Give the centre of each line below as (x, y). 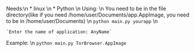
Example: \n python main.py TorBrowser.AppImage (66, 43)
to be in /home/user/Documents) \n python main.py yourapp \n (82, 21)
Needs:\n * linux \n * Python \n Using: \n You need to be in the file (86, 9)
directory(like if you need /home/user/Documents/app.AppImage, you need (98, 15)
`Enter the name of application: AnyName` (59, 32)
